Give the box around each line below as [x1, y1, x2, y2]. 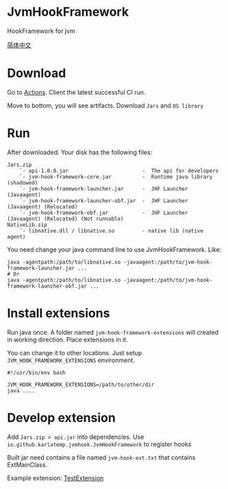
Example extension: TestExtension [7, 474, 104, 482]
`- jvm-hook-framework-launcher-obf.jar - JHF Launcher [19, 197, 188, 204]
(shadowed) [7, 179, 38, 186]
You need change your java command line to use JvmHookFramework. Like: [7, 245, 222, 254]
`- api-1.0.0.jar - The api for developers [19, 167, 219, 174]
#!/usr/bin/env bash [7, 369, 66, 376]
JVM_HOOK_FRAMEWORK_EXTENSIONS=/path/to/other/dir [7, 381, 155, 388]
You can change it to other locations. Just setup [7, 348, 142, 357]
